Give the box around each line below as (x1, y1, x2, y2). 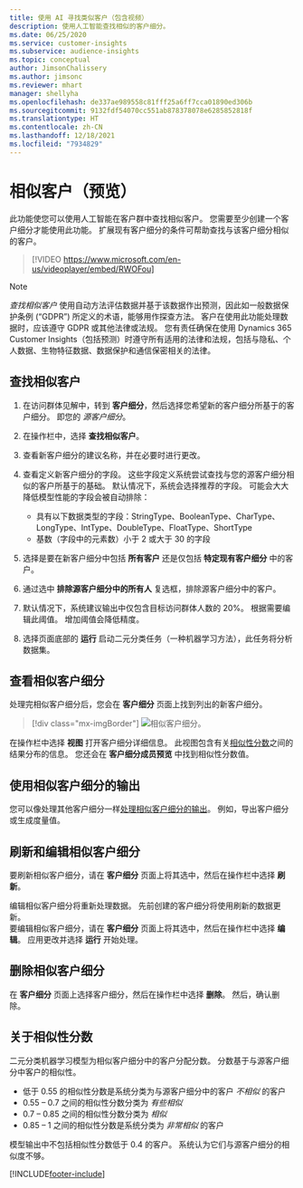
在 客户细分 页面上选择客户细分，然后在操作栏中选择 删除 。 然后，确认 (9, 989, 272, 1000)
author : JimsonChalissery (9, 64, 107, 73)
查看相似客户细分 (9, 673, 105, 688)
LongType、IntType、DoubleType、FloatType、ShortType (35, 522, 253, 532)
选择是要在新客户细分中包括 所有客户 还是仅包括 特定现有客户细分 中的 (22, 552, 286, 563)
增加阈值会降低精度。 (64, 613, 145, 625)
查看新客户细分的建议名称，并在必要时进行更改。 (22, 449, 205, 460)
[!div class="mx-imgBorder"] (31, 718, 140, 729)
